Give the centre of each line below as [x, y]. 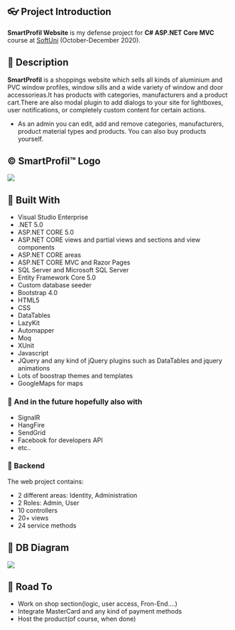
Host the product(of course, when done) [77, 619]
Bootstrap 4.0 [38, 293]
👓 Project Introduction [59, 12]
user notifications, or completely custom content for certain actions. [107, 110]
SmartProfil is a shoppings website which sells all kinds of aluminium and [115, 80]
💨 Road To [30, 587]
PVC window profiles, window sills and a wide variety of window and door [115, 87]
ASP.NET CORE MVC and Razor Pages [74, 262]
